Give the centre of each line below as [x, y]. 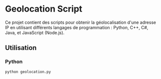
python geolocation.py [28, 72]
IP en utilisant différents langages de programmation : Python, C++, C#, [77, 27]
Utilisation [21, 48]
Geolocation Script [44, 9]
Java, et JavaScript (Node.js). [35, 32]
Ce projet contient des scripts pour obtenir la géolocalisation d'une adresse [81, 22]
